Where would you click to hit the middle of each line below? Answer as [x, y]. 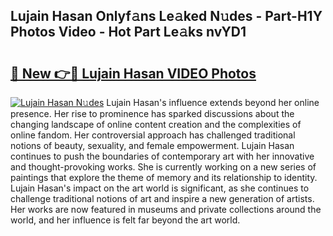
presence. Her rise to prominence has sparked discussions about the [152, 113]
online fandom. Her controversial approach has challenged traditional [153, 135]
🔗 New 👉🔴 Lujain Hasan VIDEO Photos [133, 73]
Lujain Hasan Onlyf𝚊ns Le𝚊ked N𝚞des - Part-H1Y [166, 16]
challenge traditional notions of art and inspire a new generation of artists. [162, 198]
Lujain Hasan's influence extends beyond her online [213, 102]
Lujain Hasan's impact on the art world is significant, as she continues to [160, 188]
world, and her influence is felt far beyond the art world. [125, 220]
